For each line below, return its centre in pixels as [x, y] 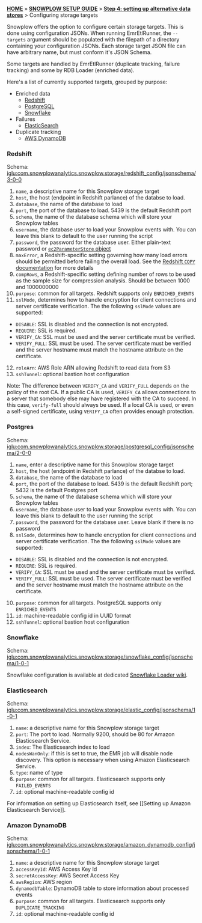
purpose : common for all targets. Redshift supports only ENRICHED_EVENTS [105, 293]
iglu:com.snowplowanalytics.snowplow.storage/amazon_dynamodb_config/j [101, 845]
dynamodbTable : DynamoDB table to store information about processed [102, 888]
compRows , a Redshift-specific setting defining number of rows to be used [106, 274]
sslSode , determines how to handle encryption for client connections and [106, 535]
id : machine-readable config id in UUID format [73, 615]
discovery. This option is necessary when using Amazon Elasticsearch [103, 760]
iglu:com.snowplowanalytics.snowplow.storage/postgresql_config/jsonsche [100, 446]
